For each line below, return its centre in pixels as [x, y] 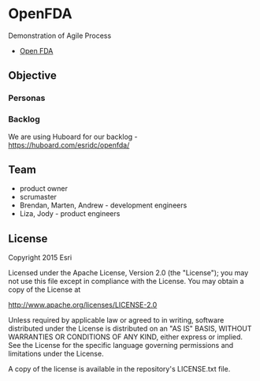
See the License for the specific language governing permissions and [121, 346]
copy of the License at [45, 289]
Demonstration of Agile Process [60, 35]
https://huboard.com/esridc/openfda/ [69, 145]
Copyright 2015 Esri [40, 258]
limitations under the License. [56, 354]
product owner [44, 189]
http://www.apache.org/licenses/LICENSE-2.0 [83, 305]
